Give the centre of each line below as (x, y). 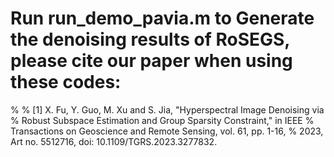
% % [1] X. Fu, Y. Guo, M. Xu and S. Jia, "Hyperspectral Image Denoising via (167, 109)
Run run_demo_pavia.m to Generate (162, 18)
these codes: (66, 82)
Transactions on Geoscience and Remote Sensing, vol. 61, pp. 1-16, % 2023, (167, 131)
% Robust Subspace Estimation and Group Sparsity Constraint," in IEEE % (162, 120)
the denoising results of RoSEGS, (150, 39)
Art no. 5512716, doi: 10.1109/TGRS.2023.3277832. (114, 141)
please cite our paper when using (151, 61)
